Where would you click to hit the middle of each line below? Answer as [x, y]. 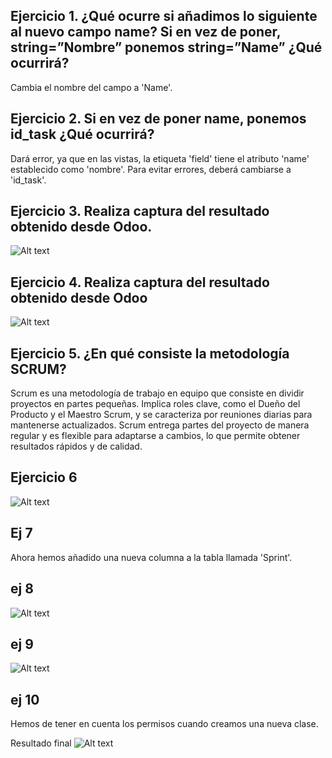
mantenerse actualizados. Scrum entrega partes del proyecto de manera [160, 425]
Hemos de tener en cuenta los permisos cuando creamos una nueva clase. [164, 724]
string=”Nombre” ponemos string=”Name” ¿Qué [166, 47]
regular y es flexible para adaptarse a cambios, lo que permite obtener [155, 436]
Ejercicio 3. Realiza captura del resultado [140, 211]
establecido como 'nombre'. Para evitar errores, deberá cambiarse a [151, 169]
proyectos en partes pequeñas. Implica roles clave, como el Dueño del [155, 404]
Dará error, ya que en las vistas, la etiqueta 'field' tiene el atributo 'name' [160, 158]
